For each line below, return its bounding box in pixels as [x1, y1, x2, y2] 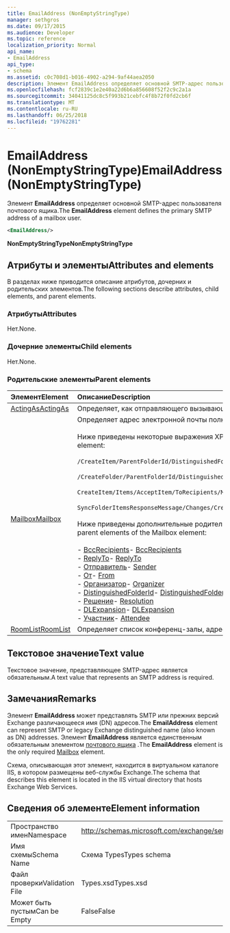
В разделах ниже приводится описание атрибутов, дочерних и [7, 278, 192, 286]
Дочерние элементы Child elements [7, 342, 132, 351]
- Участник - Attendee [77, 613, 151, 623]
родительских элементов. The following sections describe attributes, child [7, 285, 219, 293]
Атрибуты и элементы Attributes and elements [7, 259, 214, 271]
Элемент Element [10, 392, 69, 402]
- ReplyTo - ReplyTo [77, 554, 142, 563]
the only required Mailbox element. [7, 747, 105, 756]
